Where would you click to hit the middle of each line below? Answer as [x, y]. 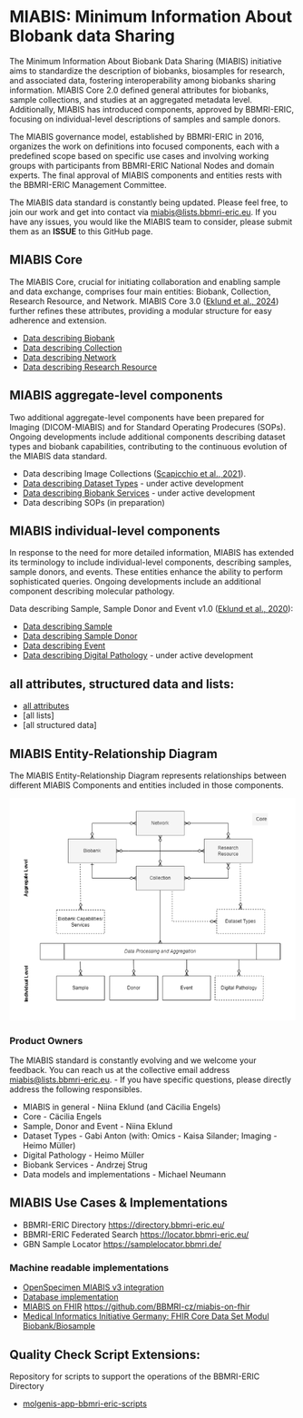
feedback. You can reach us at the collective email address [120, 1070]
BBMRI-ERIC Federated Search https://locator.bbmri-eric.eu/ [136, 1234]
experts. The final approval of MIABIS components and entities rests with [146, 175]
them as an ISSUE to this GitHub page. [81, 231]
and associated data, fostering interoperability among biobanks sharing [143, 80]
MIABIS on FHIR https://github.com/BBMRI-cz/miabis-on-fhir [136, 1307]
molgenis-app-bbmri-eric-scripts [85, 1403]
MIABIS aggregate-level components [116, 395]
